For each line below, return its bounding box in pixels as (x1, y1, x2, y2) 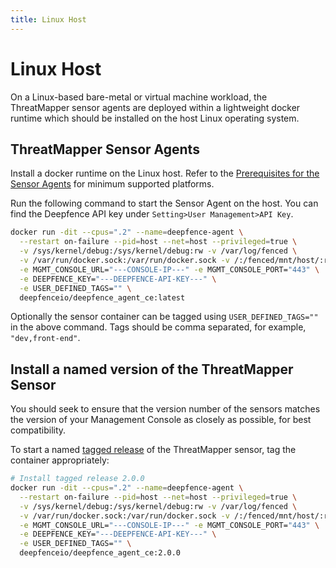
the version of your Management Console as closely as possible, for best (10, 414, 312, 426)
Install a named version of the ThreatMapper (10, 361, 294, 378)
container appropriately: (10, 454, 110, 466)
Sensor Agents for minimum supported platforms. (10, 178, 215, 190)
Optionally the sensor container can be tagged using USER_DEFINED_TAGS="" (10, 311, 319, 323)
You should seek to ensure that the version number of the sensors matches (10, 403, 321, 415)
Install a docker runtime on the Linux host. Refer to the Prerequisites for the (10, 167, 320, 180)
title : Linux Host (10, 14, 87, 25)
